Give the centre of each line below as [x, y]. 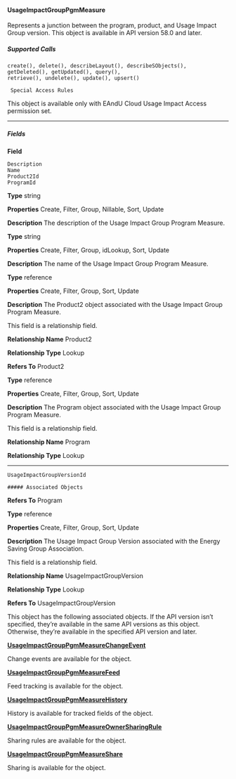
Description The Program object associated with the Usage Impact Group [114, 407]
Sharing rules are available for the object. [67, 740]
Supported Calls [32, 48]
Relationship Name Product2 [50, 339]
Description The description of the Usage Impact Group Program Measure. [116, 223]
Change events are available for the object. [70, 659]
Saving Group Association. [46, 549]
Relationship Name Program [49, 442]
